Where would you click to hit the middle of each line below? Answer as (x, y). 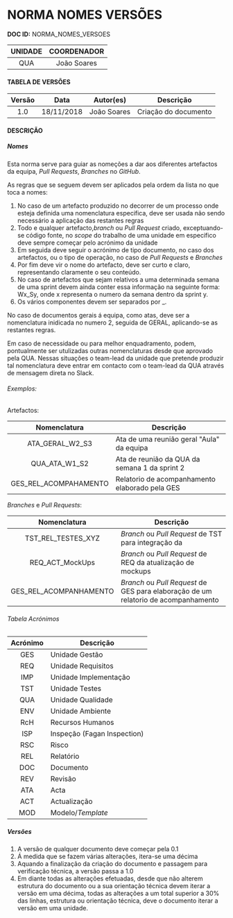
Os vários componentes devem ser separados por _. (92, 302)
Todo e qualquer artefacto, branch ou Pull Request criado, (99, 228)
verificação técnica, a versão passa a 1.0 (75, 871)
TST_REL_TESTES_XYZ (62, 538)
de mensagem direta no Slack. (51, 372)
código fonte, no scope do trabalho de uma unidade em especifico (121, 235)
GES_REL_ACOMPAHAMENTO (60, 483)
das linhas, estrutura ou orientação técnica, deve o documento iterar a (118, 901)
